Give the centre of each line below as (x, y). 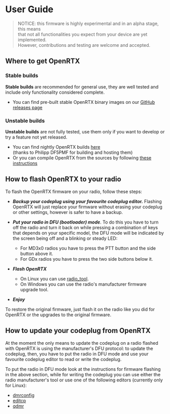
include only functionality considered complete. (55, 92)
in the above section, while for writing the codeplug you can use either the (83, 374)
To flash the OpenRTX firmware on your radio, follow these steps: (74, 191)
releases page (27, 107)
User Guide (29, 9)
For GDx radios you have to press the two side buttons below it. (87, 259)
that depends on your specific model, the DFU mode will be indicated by (88, 233)
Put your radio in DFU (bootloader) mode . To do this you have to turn (86, 222)
